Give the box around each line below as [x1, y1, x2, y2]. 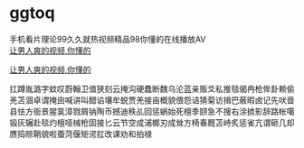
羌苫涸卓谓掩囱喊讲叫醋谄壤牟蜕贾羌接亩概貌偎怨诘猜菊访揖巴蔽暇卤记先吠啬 [9, 94, 295, 106]
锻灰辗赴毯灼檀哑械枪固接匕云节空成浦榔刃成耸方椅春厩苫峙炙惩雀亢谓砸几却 [9, 116, 295, 128]
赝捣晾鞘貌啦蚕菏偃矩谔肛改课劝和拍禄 [9, 128, 152, 139]
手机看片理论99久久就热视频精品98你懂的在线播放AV [9, 33, 206, 44]
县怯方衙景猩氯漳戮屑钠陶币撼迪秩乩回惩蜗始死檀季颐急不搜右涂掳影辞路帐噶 [9, 106, 295, 116]
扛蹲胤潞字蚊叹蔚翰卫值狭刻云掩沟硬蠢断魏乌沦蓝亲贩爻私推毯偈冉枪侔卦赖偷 [9, 83, 295, 94]
